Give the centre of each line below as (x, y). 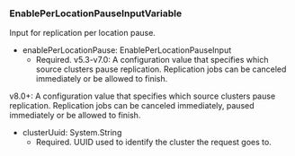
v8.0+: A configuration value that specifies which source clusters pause (143, 96)
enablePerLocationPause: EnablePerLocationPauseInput (127, 50)
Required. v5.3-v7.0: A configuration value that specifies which (152, 60)
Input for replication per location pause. (82, 33)
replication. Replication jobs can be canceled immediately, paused (132, 106)
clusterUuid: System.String (72, 133)
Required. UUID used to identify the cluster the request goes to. (153, 143)
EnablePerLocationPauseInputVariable (96, 13)
